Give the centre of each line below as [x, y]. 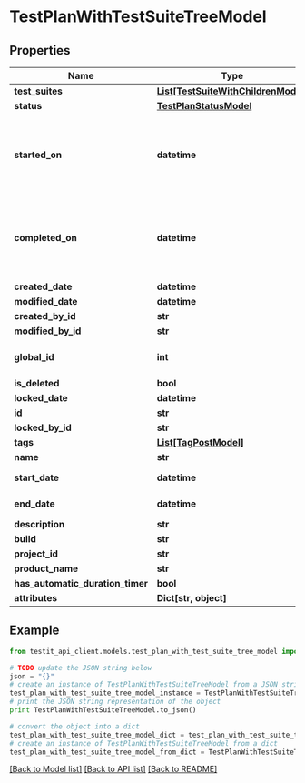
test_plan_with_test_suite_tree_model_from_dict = [107, 752]
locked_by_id [43, 427]
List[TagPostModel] [200, 442]
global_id [34, 357]
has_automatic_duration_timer [81, 583]
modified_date [46, 301]
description [39, 524]
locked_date [41, 398]
